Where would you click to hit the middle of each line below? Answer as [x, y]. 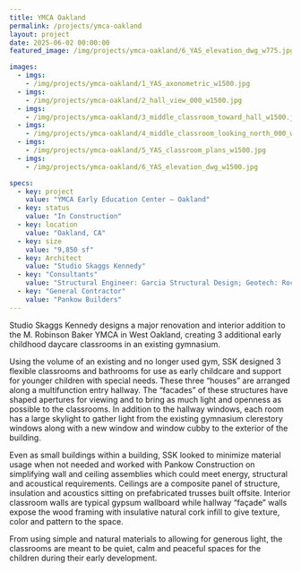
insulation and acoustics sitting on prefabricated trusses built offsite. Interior [150, 492]
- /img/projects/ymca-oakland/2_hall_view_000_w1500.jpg [134, 100]
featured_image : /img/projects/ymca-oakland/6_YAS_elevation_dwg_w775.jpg [152, 51]
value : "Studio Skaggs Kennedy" [86, 266]
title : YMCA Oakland [48, 17]
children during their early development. [83, 558]
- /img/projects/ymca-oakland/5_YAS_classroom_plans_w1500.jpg [146, 150]
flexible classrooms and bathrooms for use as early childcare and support [146, 371]
